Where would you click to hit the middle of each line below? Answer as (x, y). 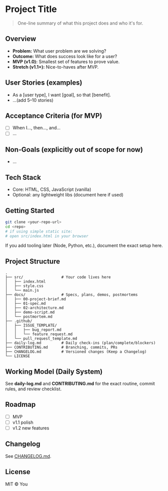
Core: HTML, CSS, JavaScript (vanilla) (52, 189)
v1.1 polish (23, 422)
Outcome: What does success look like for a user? (65, 56)
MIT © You (17, 484)
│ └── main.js (22, 291)
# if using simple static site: (39, 231)
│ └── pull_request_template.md (41, 339)
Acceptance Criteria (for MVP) (54, 115)
